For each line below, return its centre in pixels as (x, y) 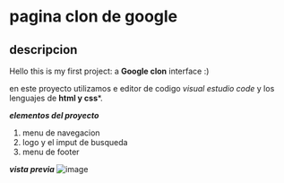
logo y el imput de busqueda (75, 142)
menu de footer (51, 152)
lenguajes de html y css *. (56, 98)
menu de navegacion (61, 133)
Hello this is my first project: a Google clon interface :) (109, 71)
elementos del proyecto (54, 115)
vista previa (32, 169)
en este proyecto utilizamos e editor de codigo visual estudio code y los (142, 88)
